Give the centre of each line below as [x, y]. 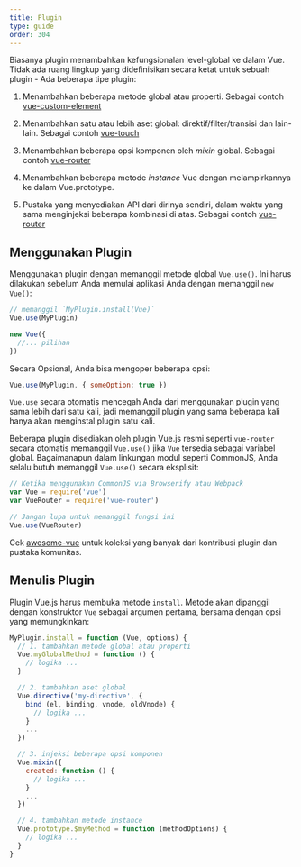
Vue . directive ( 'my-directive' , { [80, 696]
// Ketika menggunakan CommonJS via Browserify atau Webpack [127, 484]
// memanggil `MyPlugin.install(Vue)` [82, 310]
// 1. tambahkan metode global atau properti [105, 646]
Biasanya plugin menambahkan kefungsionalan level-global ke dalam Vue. [147, 60]
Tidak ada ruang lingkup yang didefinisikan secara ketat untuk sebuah [140, 69]
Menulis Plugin [52, 581]
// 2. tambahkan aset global [72, 688]
